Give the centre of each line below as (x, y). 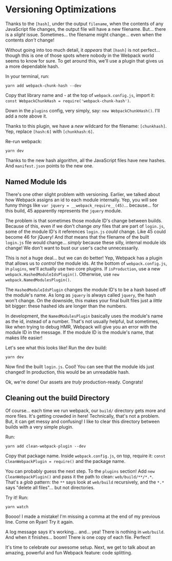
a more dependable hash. (32, 66)
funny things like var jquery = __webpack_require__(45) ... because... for (82, 205)
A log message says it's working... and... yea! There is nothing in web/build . (85, 532)
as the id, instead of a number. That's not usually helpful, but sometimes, (82, 321)
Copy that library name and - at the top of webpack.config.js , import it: (80, 95)
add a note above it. (26, 116)
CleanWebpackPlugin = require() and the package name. (65, 461)
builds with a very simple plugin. (39, 427)
